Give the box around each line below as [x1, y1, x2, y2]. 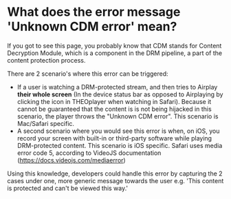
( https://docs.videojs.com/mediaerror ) [16, 156, 126, 164]
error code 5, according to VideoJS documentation [16, 149, 162, 157]
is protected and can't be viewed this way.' [7, 184, 129, 192]
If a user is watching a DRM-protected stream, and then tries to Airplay [16, 83, 218, 91]
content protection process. [7, 56, 86, 64]
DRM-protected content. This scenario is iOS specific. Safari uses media [16, 141, 223, 149]
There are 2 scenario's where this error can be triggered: [7, 70, 168, 78]
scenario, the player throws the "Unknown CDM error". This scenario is [16, 112, 219, 121]
